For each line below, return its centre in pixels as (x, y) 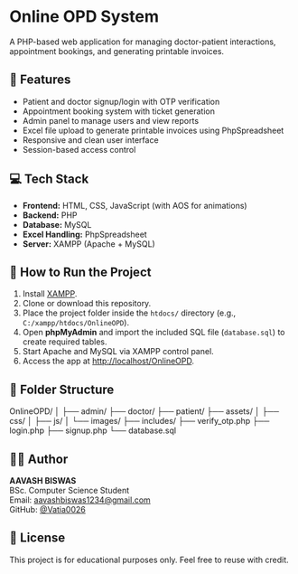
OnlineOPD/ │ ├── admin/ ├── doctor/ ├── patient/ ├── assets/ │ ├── (144, 411)
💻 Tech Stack (49, 179)
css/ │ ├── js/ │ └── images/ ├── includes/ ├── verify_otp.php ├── (140, 421)
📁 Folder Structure (62, 389)
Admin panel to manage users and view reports (111, 120)
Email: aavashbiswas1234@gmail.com (80, 500)
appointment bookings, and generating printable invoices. (116, 51)
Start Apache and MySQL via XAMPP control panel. (118, 352)
